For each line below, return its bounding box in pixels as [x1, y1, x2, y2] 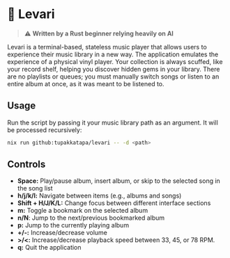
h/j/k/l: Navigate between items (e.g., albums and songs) [17, 191, 182, 200]
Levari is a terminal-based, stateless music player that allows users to [7, 42, 207, 51]
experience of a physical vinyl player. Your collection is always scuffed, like [7, 57, 223, 65]
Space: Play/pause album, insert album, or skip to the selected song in [17, 177, 221, 185]
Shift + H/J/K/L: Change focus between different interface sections [17, 199, 211, 207]
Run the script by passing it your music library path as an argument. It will [7, 118, 218, 127]
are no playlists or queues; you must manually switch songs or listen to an [7, 72, 220, 81]
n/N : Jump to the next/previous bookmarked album [17, 213, 165, 222]
